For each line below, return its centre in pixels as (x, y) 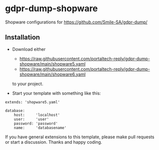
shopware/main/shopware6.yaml (52, 74)
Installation (23, 37)
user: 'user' (32, 119)
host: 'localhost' (37, 115)
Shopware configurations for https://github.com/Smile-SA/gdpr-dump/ (76, 22)
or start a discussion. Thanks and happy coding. (54, 142)
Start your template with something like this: (57, 93)
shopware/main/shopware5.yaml (52, 64)
